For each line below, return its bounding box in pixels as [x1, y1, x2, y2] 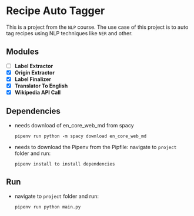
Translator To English [14, 82, 68, 89]
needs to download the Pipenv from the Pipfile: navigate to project [14, 143, 177, 150]
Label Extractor [14, 62, 53, 69]
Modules [6, 47, 39, 57]
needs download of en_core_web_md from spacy [14, 122, 134, 129]
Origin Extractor [14, 69, 55, 76]
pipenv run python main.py [14, 204, 81, 210]
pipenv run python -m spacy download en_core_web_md [14, 133, 147, 139]
